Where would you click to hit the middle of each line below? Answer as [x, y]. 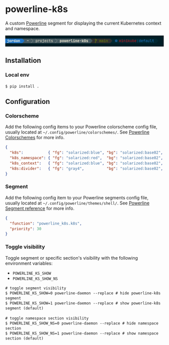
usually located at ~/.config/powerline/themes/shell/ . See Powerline [77, 203]
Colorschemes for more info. [35, 138]
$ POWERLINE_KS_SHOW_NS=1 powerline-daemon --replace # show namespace [82, 333]
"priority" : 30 [26, 229]
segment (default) [24, 308]
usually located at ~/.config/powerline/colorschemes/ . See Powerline [77, 132]
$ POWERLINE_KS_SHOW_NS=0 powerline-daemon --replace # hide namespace [82, 323]
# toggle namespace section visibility [47, 318]
